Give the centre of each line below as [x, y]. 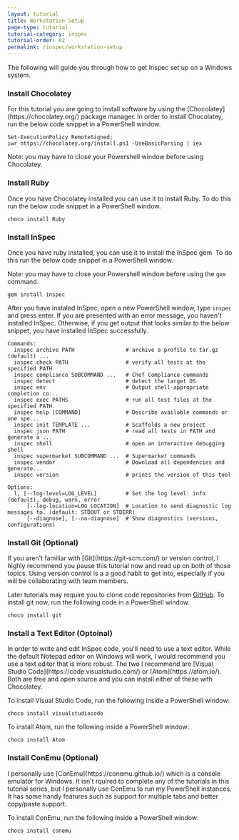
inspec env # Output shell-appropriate [111, 387]
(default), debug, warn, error [54, 500]
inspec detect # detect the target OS [105, 381]
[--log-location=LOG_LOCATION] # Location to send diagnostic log [129, 506]
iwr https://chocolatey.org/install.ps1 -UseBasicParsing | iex [105, 143]
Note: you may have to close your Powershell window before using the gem [117, 274]
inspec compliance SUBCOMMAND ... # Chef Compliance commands [111, 375]
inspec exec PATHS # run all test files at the [113, 400]
